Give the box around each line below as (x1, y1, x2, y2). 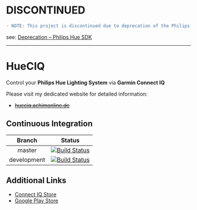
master (17, 146, 37, 154)
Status (60, 136, 80, 144)
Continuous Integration (6, 118, 93, 129)
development (9, 155, 46, 164)
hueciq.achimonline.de (14, 101, 70, 109)
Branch (16, 136, 38, 144)
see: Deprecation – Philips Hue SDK (6, 33, 92, 40)
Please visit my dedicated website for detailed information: (6, 90, 148, 97)
